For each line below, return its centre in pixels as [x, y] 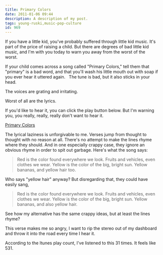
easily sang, [17, 185]
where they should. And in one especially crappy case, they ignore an [75, 145]
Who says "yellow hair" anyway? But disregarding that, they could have [77, 179]
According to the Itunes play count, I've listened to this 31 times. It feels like [81, 243]
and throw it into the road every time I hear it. [50, 234]
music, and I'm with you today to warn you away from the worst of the [75, 52]
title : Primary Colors [28, 10]
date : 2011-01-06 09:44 [29, 14]
